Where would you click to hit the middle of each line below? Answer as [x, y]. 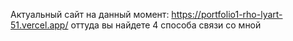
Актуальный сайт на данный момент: [90, 14]
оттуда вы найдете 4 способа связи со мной [166, 25]
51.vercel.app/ [39, 25]
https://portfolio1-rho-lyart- [227, 14]
